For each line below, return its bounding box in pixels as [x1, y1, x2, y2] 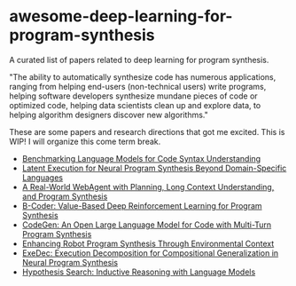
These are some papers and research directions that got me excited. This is [9, 126, 285, 137]
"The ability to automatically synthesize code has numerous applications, [9, 71, 277, 82]
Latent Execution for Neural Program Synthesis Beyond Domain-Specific [21, 163, 287, 173]
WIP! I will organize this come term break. [9, 136, 161, 147]
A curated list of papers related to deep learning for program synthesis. [9, 54, 269, 65]
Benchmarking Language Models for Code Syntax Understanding [21, 153, 261, 163]
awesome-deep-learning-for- [9, 6, 233, 27]
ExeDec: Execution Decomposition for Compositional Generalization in [21, 247, 279, 258]
